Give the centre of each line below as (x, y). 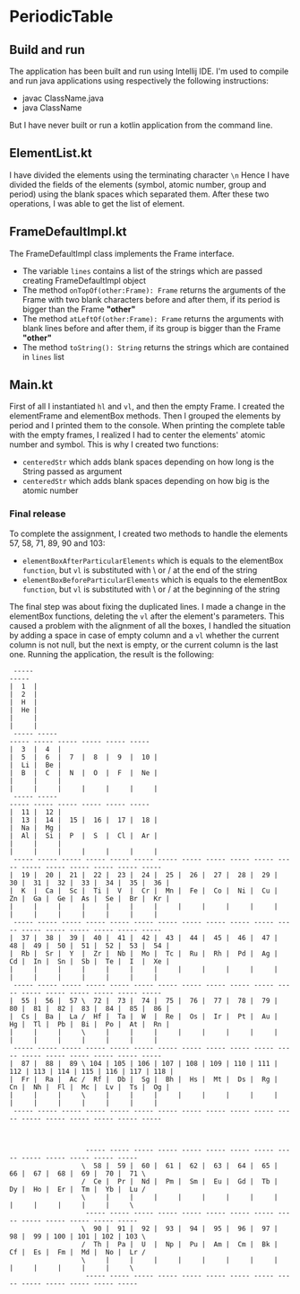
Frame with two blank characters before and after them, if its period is (151, 299)
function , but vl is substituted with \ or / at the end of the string (140, 570)
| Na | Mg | (36, 828)
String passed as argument (72, 471)
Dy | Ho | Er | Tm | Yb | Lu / (77, 1189)
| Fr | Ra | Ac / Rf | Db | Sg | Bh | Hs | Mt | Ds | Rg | (144, 1079)
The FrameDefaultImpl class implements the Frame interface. (122, 253)
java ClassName (52, 108)
